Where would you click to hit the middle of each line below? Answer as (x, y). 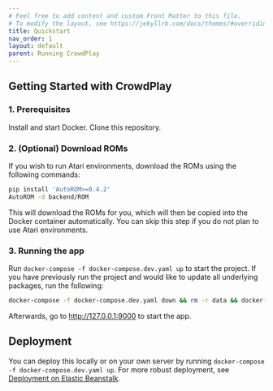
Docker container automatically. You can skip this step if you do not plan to (134, 221)
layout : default (36, 46)
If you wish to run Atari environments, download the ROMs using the (123, 165)
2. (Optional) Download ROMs (68, 148)
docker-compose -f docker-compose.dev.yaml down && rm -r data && (123, 301)
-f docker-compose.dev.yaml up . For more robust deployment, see (119, 369)
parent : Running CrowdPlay (54, 54)
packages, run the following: (56, 286)
